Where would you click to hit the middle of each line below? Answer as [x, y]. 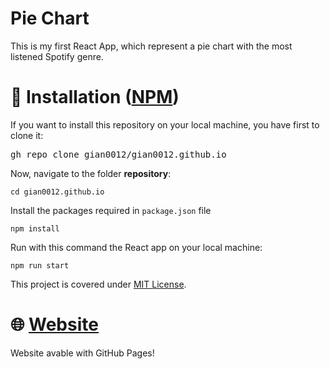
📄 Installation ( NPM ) [95, 97]
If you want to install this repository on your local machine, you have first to [165, 124]
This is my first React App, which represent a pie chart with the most [151, 46]
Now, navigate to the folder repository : [91, 173]
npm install [35, 228]
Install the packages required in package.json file [111, 210]
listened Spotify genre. [57, 56]
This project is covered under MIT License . [98, 284]
